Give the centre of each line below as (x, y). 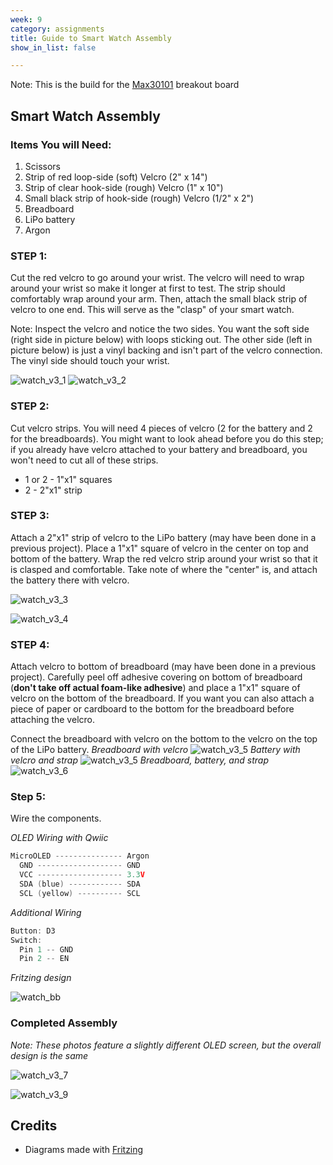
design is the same (49, 1055)
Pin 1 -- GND (46, 949)
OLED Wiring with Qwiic (59, 838)
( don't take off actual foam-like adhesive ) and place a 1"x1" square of (155, 688)
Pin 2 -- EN (44, 959)
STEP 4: (30, 644)
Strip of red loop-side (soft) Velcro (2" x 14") (116, 177)
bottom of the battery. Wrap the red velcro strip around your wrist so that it (164, 558)
